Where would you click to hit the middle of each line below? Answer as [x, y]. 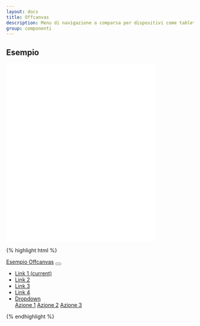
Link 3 [22, 286]
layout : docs [22, 12]
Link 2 [22, 280]
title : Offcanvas [28, 17]
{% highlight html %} [32, 250]
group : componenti [29, 28]
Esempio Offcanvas [30, 262]
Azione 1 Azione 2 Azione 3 [48, 305]
